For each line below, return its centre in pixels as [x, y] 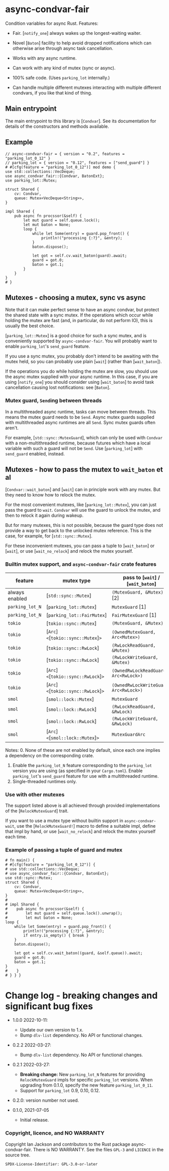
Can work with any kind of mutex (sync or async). [64, 68]
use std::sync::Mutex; [29, 878]
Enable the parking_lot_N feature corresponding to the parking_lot [82, 765]
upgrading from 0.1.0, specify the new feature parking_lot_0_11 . [87, 1085]
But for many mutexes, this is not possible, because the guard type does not [84, 525]
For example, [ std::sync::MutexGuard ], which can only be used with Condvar [84, 437]
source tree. [18, 1155]
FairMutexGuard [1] [134, 615]
